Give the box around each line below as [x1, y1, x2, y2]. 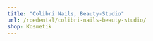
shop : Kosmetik [7, 23, 52, 30]
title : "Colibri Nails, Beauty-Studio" [7, 10, 125, 17]
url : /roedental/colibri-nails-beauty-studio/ [7, 17, 147, 24]
